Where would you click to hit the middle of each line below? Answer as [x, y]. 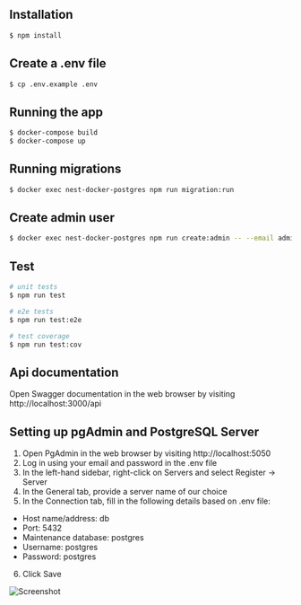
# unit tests [34, 287]
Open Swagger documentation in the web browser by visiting [122, 394]
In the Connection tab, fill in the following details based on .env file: [146, 501]
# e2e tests [31, 311]
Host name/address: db [66, 518]
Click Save [42, 574]
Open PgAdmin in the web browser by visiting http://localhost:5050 [146, 453]
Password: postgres [59, 557]
